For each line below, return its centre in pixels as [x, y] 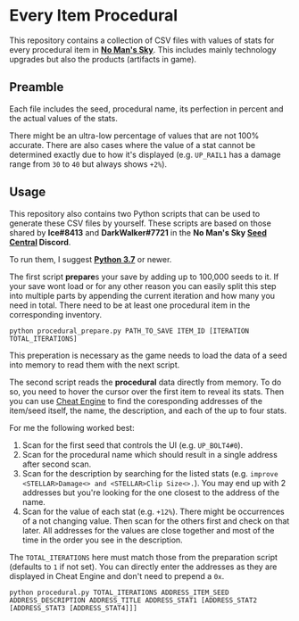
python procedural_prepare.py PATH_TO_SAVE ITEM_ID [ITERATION [129, 331]
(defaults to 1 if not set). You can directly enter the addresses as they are [143, 567]
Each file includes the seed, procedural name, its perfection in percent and [146, 109]
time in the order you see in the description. [102, 540]
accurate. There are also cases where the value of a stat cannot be [133, 145]
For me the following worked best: [72, 427]
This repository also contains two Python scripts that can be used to [135, 213]
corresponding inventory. [56, 314]
